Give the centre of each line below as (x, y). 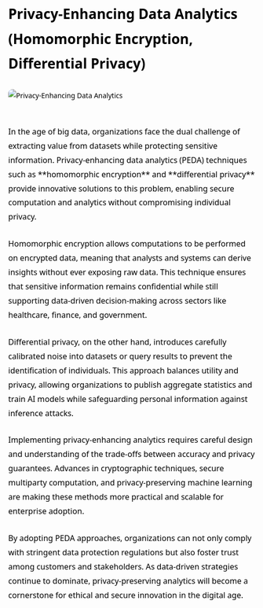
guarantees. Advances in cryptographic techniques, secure (116, 468)
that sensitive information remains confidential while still (113, 287)
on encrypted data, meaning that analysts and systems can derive (130, 258)
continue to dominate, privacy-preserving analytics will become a (128, 581)
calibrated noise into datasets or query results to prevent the (121, 356)
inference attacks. (41, 413)
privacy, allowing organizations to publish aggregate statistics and (130, 384)
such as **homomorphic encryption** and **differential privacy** (131, 174)
